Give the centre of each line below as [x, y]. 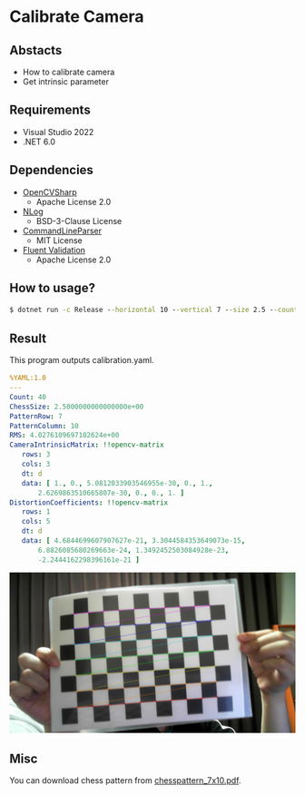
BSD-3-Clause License [79, 221]
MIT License [59, 240]
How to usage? [52, 288]
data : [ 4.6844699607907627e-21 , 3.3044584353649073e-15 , [133, 541]
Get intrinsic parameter [65, 82]
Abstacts [36, 50]
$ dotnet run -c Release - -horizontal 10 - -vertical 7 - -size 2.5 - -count [154, 310]
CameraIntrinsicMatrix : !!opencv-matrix [87, 445]
